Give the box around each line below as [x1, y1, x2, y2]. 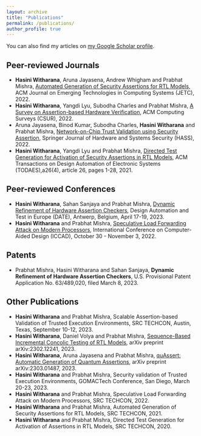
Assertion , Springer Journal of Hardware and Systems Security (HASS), [15, 134, 194, 141]
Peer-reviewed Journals [6, 60, 100, 70]
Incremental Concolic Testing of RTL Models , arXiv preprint [15, 338, 164, 346]
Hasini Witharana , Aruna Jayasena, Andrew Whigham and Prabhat [15, 77, 183, 84]
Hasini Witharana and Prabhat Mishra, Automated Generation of [15, 403, 177, 410]
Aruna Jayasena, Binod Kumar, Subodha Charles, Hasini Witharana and [15, 121, 196, 129]
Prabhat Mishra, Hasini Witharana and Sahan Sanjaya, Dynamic [15, 266, 174, 273]
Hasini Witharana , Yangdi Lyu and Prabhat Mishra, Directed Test [15, 147, 177, 155]
